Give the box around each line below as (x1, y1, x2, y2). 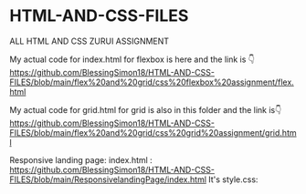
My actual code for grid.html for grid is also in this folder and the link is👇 (9, 104, 282, 115)
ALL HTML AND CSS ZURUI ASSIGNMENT (9, 36, 170, 46)
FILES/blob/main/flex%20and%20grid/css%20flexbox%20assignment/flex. (9, 77, 294, 87)
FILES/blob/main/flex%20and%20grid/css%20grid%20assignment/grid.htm (9, 127, 297, 138)
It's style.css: (208, 174, 259, 185)
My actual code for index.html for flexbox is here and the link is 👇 (9, 54, 256, 65)
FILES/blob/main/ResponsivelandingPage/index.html (9, 174, 207, 185)
